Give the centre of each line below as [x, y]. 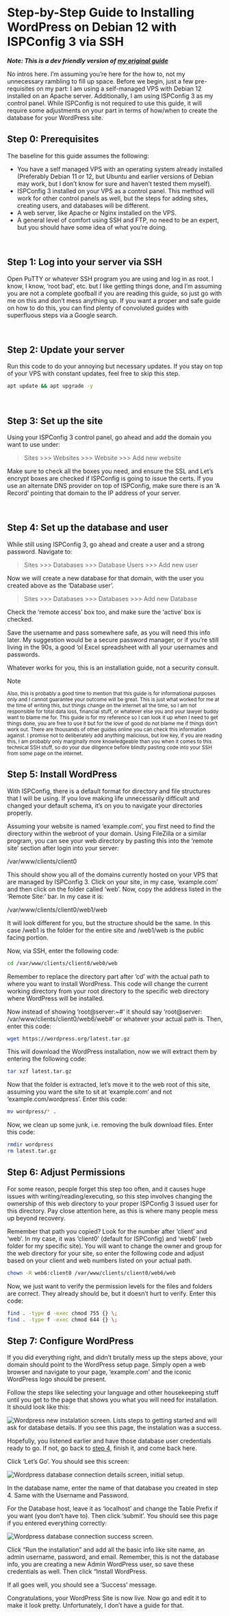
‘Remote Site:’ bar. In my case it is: [55, 896]
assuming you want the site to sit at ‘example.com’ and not [90, 1092]
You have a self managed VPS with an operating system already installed [120, 169]
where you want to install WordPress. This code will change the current [107, 983]
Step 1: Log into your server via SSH [85, 262]
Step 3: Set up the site [55, 420]
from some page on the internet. [45, 753]
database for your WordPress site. [55, 117]
